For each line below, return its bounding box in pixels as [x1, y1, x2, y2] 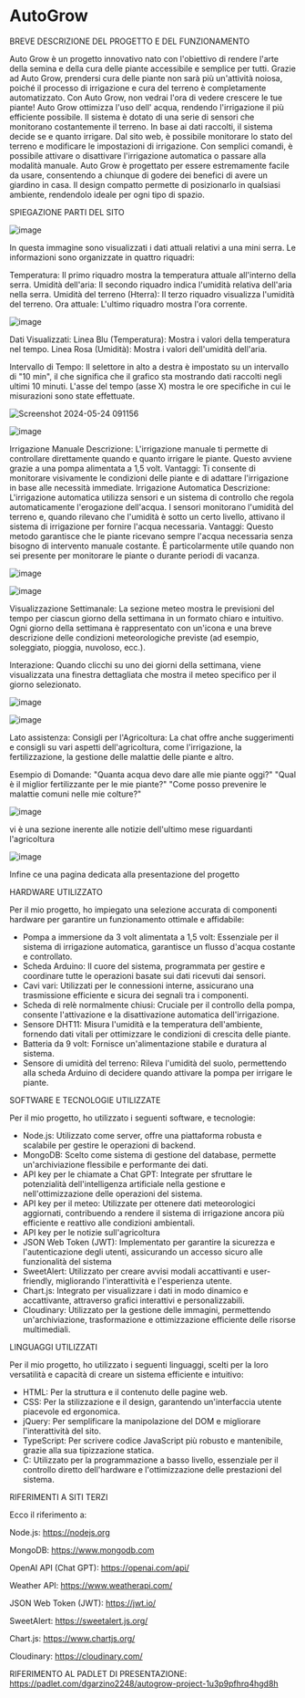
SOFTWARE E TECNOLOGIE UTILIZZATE [9, 1094, 161, 1105]
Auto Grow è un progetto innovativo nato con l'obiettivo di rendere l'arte [9, 53, 280, 64]
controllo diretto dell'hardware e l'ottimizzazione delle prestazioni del [22, 1464, 282, 1474]
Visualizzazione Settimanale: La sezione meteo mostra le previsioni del [9, 603, 275, 614]
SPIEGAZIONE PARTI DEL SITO [9, 206, 125, 217]
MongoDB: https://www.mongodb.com [9, 1544, 155, 1556]
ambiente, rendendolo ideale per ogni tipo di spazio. [9, 189, 205, 200]
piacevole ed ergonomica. [22, 1406, 121, 1417]
